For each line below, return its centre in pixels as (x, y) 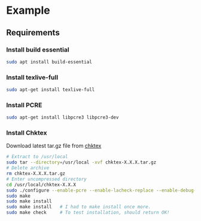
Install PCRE (24, 105)
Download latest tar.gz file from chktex (54, 146)
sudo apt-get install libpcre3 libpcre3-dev (63, 117)
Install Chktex (27, 133)
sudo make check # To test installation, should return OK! (88, 213)
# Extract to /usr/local (37, 157)
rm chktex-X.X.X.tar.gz (36, 174)
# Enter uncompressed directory (46, 179)
